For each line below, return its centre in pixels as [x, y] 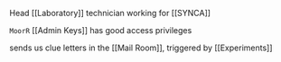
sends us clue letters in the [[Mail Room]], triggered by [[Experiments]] [141, 48]
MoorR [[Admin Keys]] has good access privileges [101, 30]
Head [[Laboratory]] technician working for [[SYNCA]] [110, 13]
